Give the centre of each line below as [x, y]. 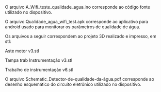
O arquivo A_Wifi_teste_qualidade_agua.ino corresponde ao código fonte [78, 7]
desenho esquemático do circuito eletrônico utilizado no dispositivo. [73, 84]
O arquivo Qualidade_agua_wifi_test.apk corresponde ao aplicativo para [77, 22]
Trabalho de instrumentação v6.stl [39, 70]
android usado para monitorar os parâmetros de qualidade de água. [73, 27]
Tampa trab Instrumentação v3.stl [39, 60]
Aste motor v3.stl [22, 51]
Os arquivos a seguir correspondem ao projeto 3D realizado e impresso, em [81, 36]
